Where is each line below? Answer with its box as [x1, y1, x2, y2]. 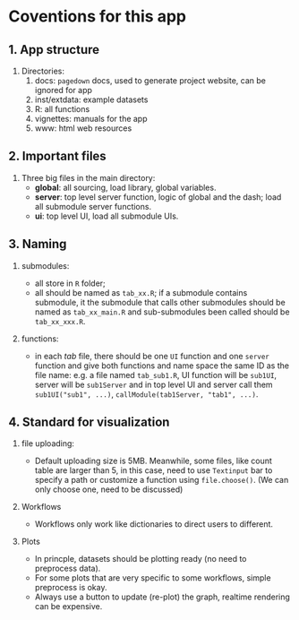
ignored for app [34, 85, 93, 95]
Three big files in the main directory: [21, 172, 156, 183]
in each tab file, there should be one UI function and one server [34, 350, 270, 361]
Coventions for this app [8, 6, 187, 27]
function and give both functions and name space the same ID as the [34, 360, 290, 371]
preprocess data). [34, 563, 101, 574]
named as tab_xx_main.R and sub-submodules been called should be [34, 306, 290, 317]
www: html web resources [34, 123, 132, 133]
